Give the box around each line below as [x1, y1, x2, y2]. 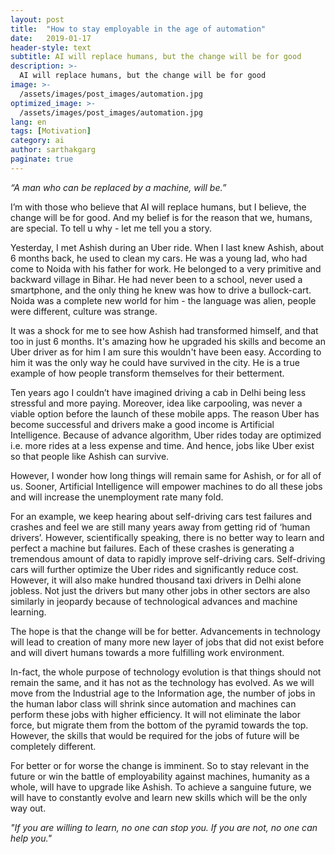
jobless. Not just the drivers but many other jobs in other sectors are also [10, 584, 311, 596]
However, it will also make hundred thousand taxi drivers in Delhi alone [10, 574, 302, 586]
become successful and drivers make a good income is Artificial [10, 418, 275, 430]
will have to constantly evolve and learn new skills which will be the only [10, 791, 308, 803]
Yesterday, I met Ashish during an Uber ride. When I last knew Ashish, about [10, 241, 325, 253]
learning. [10, 606, 47, 618]
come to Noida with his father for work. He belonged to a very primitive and [10, 262, 322, 275]
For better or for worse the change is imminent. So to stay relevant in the [10, 759, 310, 771]
